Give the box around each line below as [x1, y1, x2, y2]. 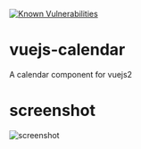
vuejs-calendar [9, 40, 126, 60]
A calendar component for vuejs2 [9, 69, 132, 79]
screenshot [9, 101, 96, 120]
